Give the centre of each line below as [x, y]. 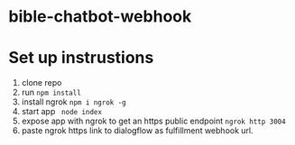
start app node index [62, 112]
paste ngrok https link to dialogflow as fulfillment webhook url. [137, 131]
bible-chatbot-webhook [100, 17]
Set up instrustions [81, 58]
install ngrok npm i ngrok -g [74, 102]
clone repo [41, 83]
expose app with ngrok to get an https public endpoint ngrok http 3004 [153, 121]
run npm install [51, 93]
